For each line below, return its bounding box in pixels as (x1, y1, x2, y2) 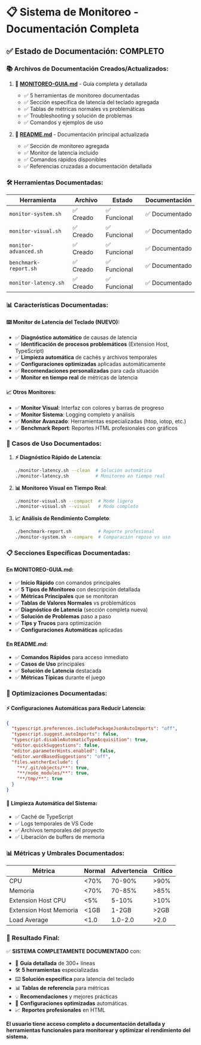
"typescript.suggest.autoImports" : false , (11, 731, 119, 738)
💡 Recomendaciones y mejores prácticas (14, 993, 118, 1000)
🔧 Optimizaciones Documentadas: (6, 689, 108, 697)
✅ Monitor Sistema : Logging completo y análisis (14, 410, 135, 418)
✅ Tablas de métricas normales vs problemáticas (23, 105, 145, 112)
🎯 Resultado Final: (6, 934, 60, 942)
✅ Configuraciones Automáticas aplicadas (14, 626, 123, 633)
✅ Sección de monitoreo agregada (23, 142, 109, 149)
